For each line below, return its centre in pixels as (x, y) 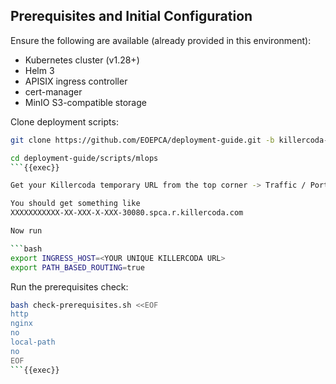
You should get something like (75, 204)
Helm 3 (39, 70)
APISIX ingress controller (76, 81)
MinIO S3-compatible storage (85, 102)
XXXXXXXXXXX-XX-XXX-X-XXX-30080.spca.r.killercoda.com (127, 213)
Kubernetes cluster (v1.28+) (82, 60)
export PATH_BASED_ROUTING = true (77, 267)
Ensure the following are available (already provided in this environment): (161, 40)
